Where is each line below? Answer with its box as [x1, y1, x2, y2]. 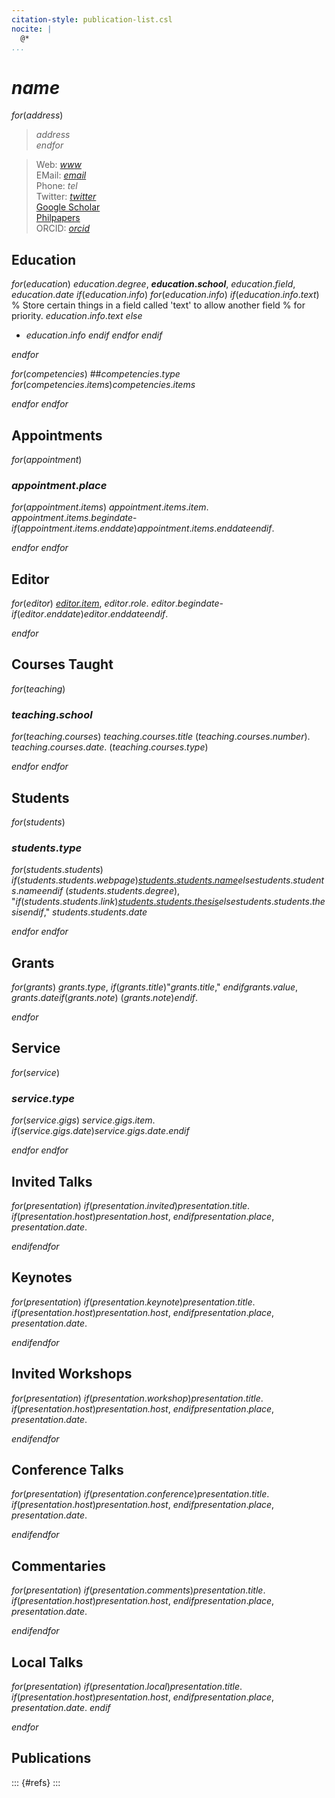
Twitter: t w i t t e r [35, 191, 97, 203]
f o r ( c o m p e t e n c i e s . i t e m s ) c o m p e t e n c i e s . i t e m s [11, 379, 196, 391]
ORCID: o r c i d [35, 222, 91, 235]
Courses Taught [11, 656, 114, 673]
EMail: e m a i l [35, 169, 87, 181]
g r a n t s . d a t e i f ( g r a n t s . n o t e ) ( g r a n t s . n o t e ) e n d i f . [11, 992, 199, 1004]
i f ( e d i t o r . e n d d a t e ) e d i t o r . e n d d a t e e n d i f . [11, 608, 169, 620]
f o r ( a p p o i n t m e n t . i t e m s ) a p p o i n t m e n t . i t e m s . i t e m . [11, 501, 209, 513]
